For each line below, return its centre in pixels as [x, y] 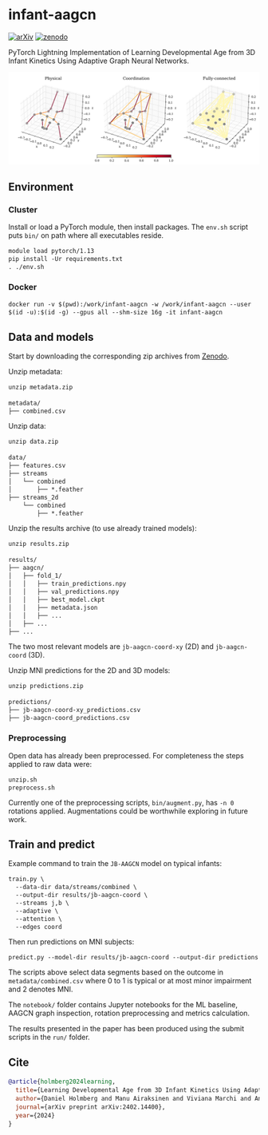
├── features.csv [37, 466]
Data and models [51, 337]
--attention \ [39, 919]
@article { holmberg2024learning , [62, 1082]
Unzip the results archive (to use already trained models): [102, 528]
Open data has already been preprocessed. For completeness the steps [126, 755]
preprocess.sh [32, 788]
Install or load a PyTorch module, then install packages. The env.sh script [128, 227]
